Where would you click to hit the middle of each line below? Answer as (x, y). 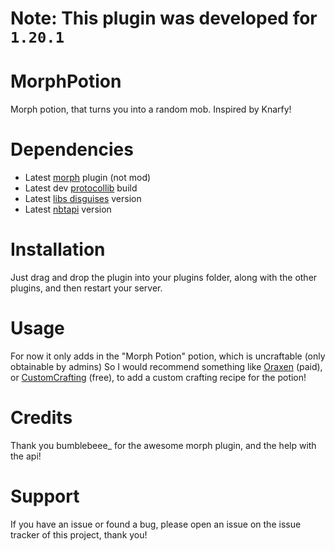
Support (45, 496)
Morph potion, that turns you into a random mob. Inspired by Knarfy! (151, 109)
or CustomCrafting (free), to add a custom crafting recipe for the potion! (158, 377)
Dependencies (72, 149)
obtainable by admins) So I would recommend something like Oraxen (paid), (166, 366)
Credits (41, 418)
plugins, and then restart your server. (86, 288)
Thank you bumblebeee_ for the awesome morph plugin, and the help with (163, 445)
